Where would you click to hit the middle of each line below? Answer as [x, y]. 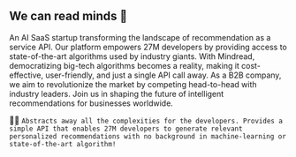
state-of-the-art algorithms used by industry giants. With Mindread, [132, 56]
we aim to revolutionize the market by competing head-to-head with [133, 84]
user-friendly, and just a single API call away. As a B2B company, [163, 75]
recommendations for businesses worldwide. [91, 103]
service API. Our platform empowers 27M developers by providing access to [148, 47]
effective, [27, 75]
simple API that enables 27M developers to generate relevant [126, 129]
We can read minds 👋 [68, 16]
